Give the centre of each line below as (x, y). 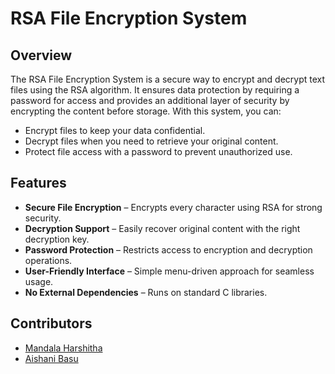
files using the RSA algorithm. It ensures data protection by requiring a (155, 90)
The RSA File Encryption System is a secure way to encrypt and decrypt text (168, 79)
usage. (39, 281)
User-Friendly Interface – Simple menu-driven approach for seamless (169, 271)
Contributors (51, 323)
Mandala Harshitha (63, 348)
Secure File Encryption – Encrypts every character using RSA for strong (173, 207)
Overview (41, 55)
